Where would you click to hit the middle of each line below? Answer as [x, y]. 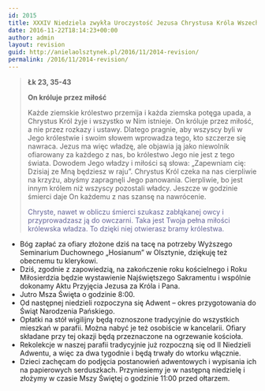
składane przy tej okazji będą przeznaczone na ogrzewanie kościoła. [131, 336]
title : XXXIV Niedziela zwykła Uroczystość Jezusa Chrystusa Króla [121, 23]
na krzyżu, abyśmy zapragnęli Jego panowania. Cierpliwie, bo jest [135, 179]
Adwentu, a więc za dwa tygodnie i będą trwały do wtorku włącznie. [131, 353]
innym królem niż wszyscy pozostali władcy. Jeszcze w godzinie [132, 188]
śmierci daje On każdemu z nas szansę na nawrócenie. [117, 196]
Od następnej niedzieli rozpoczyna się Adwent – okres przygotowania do [138, 303]
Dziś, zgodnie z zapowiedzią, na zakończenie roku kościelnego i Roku [133, 269]
